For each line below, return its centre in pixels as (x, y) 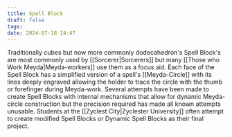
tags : (15, 26)
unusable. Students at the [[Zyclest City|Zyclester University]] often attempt (115, 111)
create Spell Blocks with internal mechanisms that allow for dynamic (105, 97)
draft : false (26, 20)
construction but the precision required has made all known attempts (123, 104)
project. (18, 126)
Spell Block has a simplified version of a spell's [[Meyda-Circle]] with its (110, 75)
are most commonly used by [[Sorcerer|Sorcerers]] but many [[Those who (114, 60)
